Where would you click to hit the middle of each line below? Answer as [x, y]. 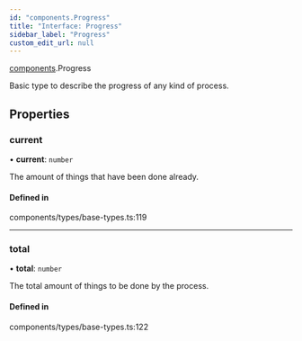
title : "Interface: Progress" [66, 26]
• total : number [36, 269]
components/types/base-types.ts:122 [79, 327]
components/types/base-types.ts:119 [78, 218]
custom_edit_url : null [52, 43]
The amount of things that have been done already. [104, 176]
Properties [40, 114]
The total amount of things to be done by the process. [109, 286]
